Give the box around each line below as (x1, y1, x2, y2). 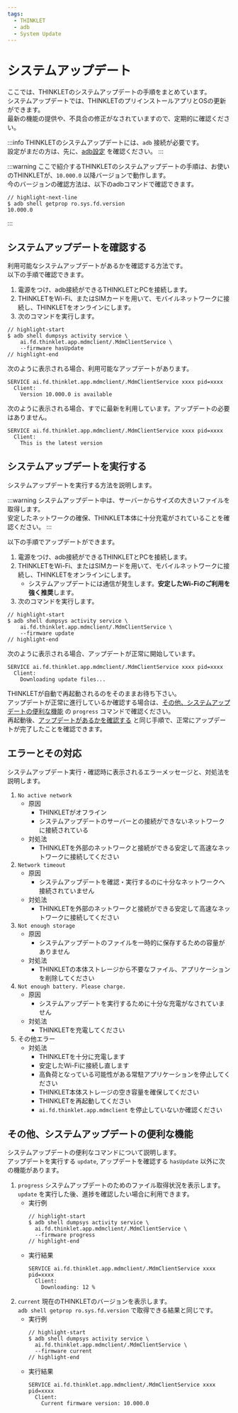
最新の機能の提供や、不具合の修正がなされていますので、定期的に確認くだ (7, 114, 225, 123)
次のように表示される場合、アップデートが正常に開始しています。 (7, 649, 200, 658)
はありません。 (7, 413, 51, 421)
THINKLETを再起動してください (38, 1097, 132, 1105)
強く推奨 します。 (28, 588, 78, 597)
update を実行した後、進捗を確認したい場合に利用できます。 (17, 1190, 193, 1199)
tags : (7, 10, 23, 18)
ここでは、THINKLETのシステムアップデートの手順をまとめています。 (7, 88, 211, 96)
